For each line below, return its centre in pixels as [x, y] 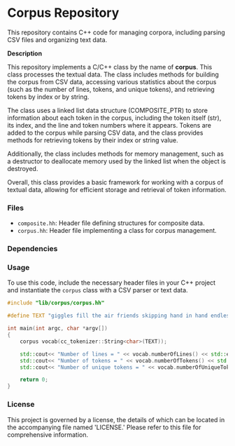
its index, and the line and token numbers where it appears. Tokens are [109, 125]
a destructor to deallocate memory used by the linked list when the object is [116, 161]
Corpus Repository [63, 13]
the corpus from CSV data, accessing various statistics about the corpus [112, 81]
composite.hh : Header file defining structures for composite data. [111, 223]
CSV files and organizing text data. [57, 39]
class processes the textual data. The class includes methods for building [113, 74]
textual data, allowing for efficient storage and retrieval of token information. [117, 189]
